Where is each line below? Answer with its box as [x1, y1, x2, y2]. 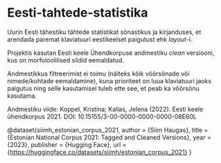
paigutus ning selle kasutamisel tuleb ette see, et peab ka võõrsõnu [7, 84, 200, 92]
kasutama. [7, 92, 37, 100]
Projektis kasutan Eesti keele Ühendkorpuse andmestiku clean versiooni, [7, 49, 215, 57]
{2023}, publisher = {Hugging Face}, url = [7, 140, 127, 148]
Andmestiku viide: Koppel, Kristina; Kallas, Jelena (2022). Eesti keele [7, 105, 204, 113]
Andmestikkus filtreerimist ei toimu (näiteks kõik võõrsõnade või [7, 69, 190, 78]
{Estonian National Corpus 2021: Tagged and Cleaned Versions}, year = [7, 133, 211, 141]
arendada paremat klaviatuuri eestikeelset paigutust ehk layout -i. [7, 35, 193, 43]
